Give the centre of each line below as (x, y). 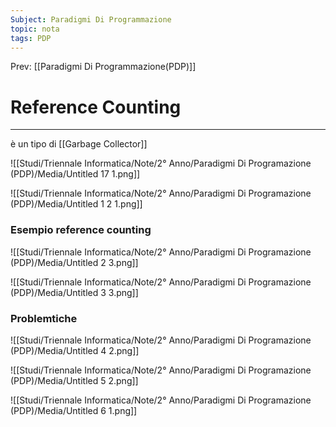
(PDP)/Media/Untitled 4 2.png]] (75, 350)
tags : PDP (31, 38)
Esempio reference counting (81, 230)
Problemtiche (44, 318)
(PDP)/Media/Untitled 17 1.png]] (75, 174)
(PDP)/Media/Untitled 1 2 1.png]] (76, 204)
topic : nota (35, 29)
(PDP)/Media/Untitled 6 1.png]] (74, 410)
